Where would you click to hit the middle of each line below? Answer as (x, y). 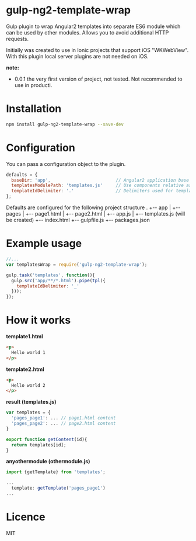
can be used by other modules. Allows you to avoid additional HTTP (87, 32)
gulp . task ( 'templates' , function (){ (50, 275)
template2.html (25, 369)
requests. (17, 39)
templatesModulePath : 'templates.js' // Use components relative (97, 185)
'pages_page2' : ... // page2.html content (64, 424)
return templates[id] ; (39, 445)
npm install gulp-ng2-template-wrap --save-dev (65, 124)
